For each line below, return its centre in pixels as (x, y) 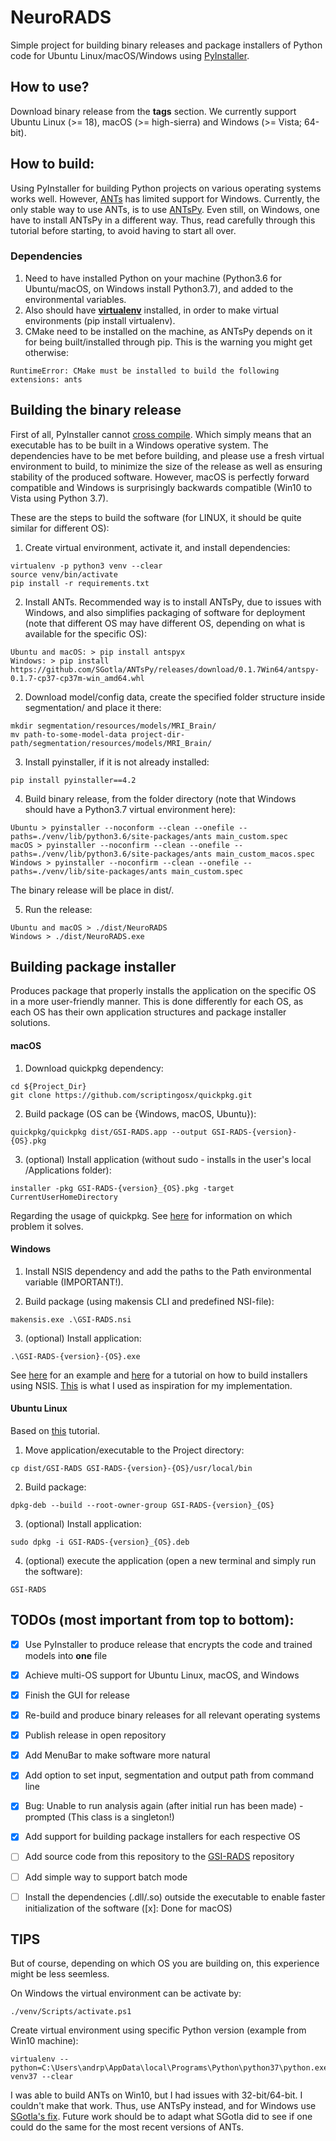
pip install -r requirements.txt (80, 583)
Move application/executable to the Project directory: (134, 1450)
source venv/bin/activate (64, 574)
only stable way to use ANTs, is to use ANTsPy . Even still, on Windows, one (165, 209)
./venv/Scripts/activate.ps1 (71, 2012)
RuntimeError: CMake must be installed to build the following (145, 371)
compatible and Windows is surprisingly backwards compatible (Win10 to (161, 487)
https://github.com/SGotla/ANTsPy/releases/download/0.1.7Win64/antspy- (165, 669)
